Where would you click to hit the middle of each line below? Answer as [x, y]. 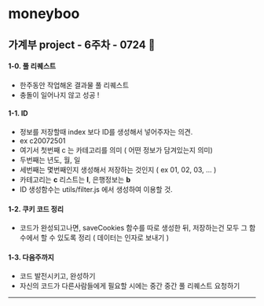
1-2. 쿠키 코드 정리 [36, 208]
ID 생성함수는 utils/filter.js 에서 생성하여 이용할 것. [96, 189]
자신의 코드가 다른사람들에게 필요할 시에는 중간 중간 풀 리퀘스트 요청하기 [130, 286]
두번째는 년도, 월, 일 [50, 160]
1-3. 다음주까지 [31, 257]
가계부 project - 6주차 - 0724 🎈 [82, 44]
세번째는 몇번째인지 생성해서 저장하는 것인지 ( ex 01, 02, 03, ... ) [118, 169]
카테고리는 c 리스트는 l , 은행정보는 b [75, 179]
